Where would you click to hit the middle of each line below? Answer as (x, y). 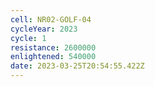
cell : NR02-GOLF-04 (51, 19)
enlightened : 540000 (53, 57)
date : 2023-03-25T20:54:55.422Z (77, 66)
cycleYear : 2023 (44, 29)
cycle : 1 (28, 38)
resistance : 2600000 (53, 47)
